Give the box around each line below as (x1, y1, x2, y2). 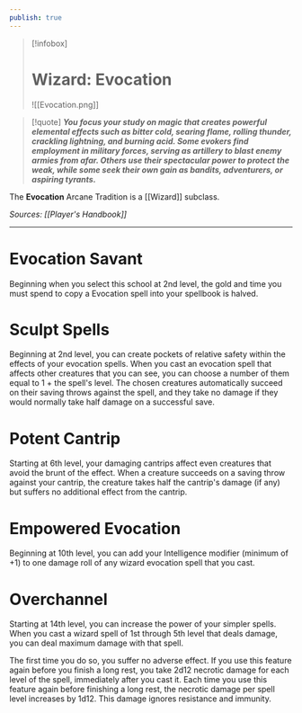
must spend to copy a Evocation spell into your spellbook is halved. (9, 288, 259, 299)
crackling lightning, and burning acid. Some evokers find (31, 136, 249, 147)
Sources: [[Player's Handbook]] (9, 209, 128, 219)
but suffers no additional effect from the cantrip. (9, 486, 188, 497)
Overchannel (9, 589, 108, 610)
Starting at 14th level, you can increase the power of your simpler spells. (9, 619, 277, 629)
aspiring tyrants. (31, 174, 96, 184)
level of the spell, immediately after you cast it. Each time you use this (9, 674, 268, 685)
